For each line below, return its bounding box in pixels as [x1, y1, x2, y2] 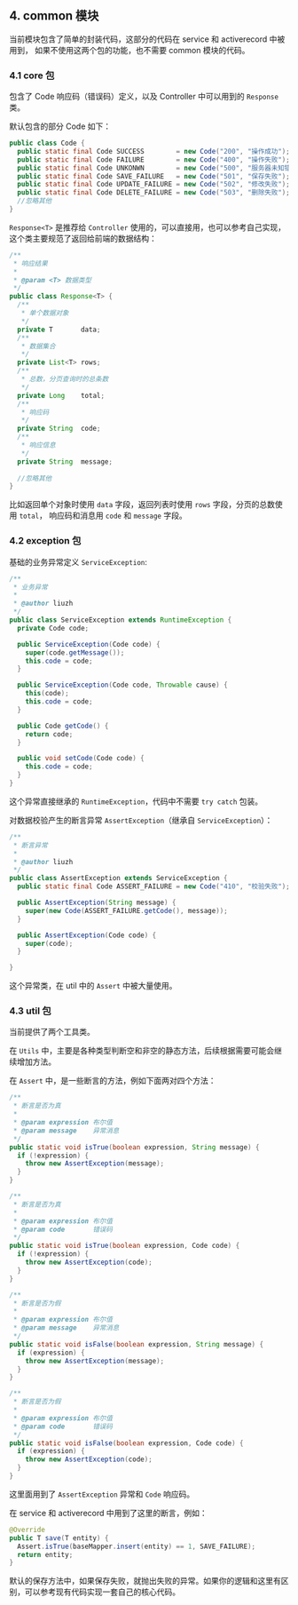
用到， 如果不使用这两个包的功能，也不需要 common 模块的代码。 [9, 44, 250, 55]
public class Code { [9, 139, 86, 148]
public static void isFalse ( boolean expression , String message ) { [9, 1339, 264, 1348]
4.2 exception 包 [9, 535, 82, 547]
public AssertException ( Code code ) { [17, 931, 157, 940]
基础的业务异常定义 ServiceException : [9, 556, 148, 567]
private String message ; [17, 457, 114, 466]
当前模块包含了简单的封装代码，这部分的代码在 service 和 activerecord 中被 [9, 34, 286, 44]
